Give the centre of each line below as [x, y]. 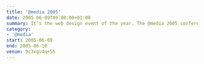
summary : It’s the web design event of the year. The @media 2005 [92, 23]
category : [19, 29]
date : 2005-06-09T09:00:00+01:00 [49, 18]
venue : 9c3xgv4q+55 [31, 52]
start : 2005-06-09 [29, 40]
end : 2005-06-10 [27, 46]
